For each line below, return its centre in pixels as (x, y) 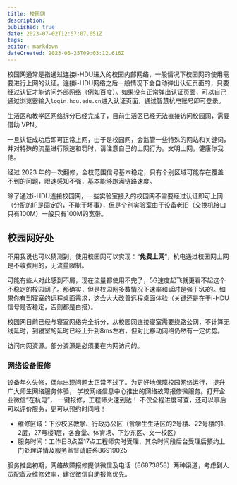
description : (26, 20)
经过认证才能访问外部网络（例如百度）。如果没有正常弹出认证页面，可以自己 (117, 92)
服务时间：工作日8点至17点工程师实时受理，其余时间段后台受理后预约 (119, 441)
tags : (15, 40)
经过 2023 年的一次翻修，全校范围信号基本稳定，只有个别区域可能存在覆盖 (116, 172)
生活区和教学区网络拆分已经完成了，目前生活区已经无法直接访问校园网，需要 (119, 115)
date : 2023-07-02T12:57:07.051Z (55, 34)
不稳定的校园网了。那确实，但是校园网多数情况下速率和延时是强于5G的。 (114, 289)
